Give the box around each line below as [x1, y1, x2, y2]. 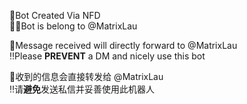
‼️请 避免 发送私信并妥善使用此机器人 [9, 83, 156, 95]
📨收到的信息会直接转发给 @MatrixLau [9, 71, 164, 82]
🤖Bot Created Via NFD [9, 10, 101, 21]
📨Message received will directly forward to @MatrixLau [9, 40, 238, 51]
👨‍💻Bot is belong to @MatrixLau [9, 20, 138, 32]
